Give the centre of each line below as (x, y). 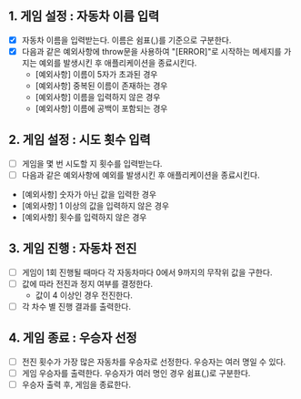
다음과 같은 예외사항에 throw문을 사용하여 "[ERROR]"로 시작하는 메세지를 (152, 51)
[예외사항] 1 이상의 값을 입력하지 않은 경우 (95, 205)
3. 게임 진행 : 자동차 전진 (73, 249)
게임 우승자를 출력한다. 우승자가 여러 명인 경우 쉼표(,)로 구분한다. (136, 373)
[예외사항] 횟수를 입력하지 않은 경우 (84, 217)
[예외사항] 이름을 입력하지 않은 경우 (98, 97)
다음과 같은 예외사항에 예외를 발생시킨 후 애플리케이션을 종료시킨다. (140, 175)
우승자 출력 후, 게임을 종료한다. (76, 384)
